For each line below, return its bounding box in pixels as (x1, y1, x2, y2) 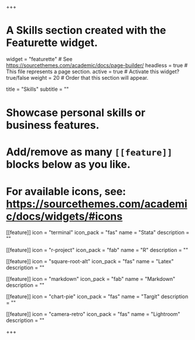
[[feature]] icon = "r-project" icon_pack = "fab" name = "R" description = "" (6, 247, 189, 254)
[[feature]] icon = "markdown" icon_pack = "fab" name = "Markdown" (6, 276, 176, 283)
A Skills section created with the (6, 24, 166, 37)
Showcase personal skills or (6, 106, 146, 120)
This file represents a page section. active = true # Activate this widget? (6, 68, 180, 75)
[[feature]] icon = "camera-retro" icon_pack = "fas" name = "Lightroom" (6, 311, 180, 318)
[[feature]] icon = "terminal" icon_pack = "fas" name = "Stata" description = (6, 229, 190, 236)
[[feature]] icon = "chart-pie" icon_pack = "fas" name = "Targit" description (6, 293, 189, 300)
